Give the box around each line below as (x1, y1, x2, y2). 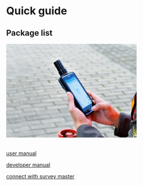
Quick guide (6, 4, 67, 18)
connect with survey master (6, 173, 75, 179)
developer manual (6, 162, 51, 168)
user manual (6, 150, 37, 157)
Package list (6, 28, 52, 38)
